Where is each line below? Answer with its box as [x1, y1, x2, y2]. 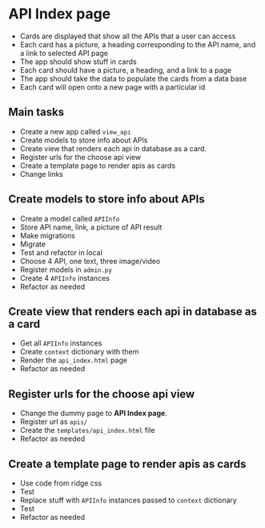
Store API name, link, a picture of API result [19, 222, 163, 232]
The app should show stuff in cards [19, 57, 138, 66]
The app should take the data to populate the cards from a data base [19, 74, 247, 83]
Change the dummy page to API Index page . [19, 409, 168, 418]
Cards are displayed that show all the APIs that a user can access [19, 31, 236, 41]
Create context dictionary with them [19, 347, 139, 357]
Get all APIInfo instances [19, 338, 102, 348]
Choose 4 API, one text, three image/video [19, 256, 161, 266]
